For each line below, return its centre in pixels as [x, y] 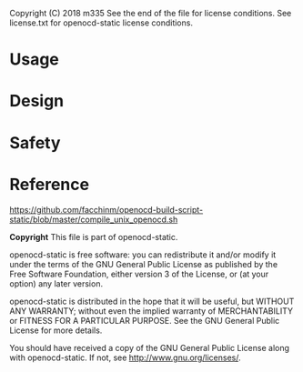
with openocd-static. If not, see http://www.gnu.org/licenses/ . [125, 357]
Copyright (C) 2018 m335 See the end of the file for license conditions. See [151, 13]
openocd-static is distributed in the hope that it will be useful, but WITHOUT [152, 301]
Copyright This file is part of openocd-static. [94, 236]
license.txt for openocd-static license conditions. [101, 23]
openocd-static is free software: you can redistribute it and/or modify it [143, 255]
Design [37, 101]
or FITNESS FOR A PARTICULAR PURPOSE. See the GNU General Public [145, 320]
